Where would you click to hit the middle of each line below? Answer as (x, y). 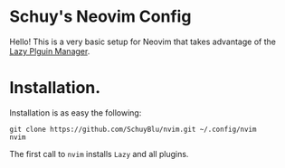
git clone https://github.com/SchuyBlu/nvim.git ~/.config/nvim (133, 129)
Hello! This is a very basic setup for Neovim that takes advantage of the (142, 42)
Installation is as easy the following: (76, 112)
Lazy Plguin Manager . (50, 51)
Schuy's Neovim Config (100, 17)
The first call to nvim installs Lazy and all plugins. (99, 154)
